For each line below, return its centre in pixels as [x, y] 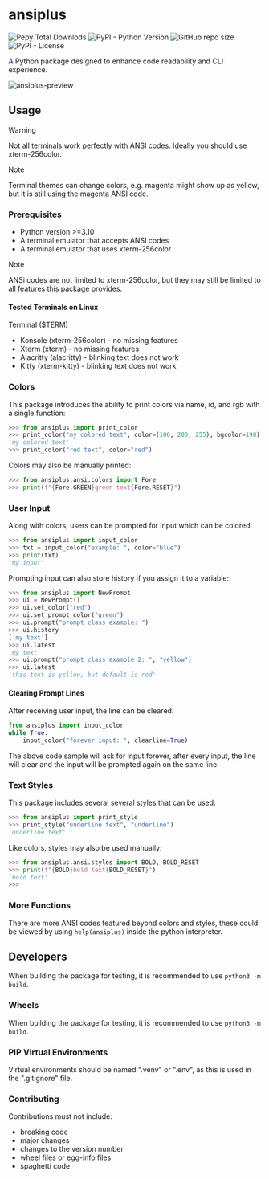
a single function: [37, 413]
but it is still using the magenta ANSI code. [78, 194]
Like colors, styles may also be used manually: [85, 847]
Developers [38, 957]
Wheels [24, 1006]
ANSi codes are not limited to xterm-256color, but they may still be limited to [134, 280]
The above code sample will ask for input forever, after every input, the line [132, 756]
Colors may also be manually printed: [70, 465]
